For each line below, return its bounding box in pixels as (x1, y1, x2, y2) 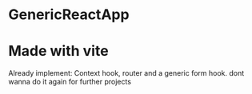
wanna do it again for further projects (8, 77, 132, 87)
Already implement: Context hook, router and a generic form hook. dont (8, 69, 245, 78)
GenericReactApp (8, 6, 130, 24)
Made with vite (8, 42, 110, 61)
